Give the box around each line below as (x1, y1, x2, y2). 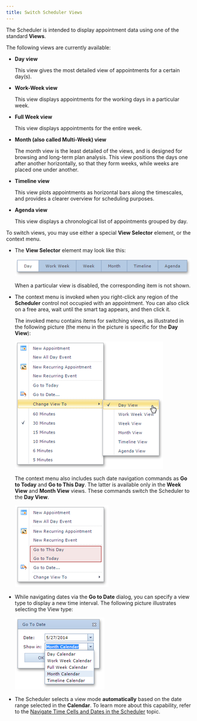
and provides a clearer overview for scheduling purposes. (14, 195, 155, 202)
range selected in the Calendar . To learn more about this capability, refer (14, 702, 191, 709)
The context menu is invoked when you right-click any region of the (14, 293, 178, 300)
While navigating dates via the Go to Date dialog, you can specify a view (14, 593, 189, 601)
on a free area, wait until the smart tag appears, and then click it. (14, 306, 171, 313)
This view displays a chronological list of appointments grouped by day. (14, 218, 188, 225)
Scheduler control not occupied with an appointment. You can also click (14, 300, 189, 307)
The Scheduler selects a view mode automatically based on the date (14, 696, 182, 703)
